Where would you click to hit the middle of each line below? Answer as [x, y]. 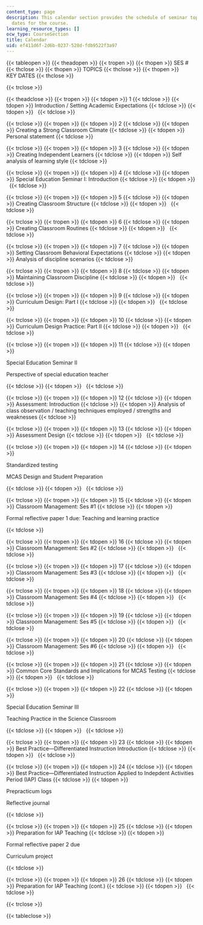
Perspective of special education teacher [57, 374]
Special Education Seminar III [43, 707]
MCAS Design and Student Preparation [55, 476]
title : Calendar [27, 40]
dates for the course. [40, 23]
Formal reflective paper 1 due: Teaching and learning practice [83, 518]
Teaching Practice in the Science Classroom [61, 718]
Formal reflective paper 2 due [43, 844]
